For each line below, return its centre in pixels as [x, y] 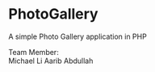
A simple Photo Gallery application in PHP [77, 36]
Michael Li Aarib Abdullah [51, 61]
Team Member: [34, 52]
